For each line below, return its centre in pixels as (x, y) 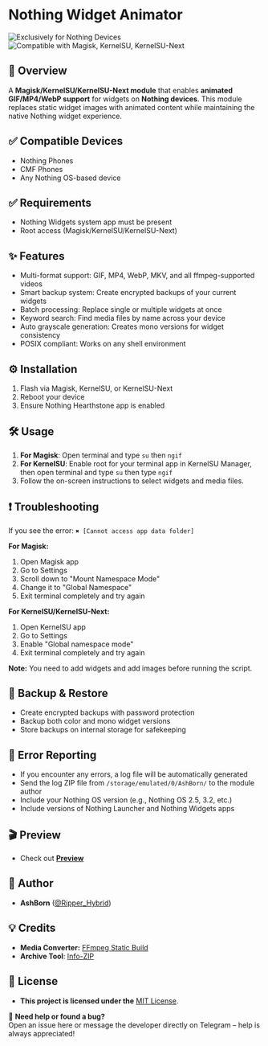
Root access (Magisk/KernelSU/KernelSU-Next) (99, 231)
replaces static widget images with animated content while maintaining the (132, 107)
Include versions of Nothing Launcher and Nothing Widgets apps (127, 809)
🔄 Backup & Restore (58, 693)
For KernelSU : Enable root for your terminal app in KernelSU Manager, (136, 463)
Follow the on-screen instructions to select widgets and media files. (132, 481)
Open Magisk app (49, 561)
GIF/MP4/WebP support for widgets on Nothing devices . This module (125, 99)
